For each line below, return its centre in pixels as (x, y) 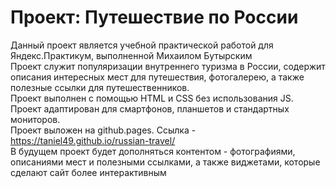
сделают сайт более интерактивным (88, 172)
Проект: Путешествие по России (154, 17)
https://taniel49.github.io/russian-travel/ (93, 140)
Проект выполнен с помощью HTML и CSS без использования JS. (152, 98)
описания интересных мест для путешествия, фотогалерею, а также (157, 77)
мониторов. (35, 119)
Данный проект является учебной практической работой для (142, 45)
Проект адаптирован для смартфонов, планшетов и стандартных (150, 108)
